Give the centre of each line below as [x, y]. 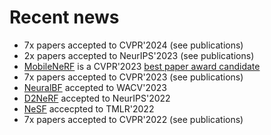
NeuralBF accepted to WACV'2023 [95, 87]
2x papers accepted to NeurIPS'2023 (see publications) [139, 55]
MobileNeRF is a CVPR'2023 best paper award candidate [142, 66]
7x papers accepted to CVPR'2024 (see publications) [133, 45]
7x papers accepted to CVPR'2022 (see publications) [133, 119]
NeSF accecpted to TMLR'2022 [89, 108]
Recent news [64, 17]
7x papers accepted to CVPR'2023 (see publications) [133, 77]
